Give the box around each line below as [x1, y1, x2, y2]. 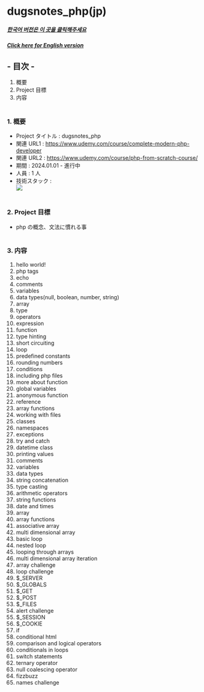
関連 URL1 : [15, 140, 45, 147]
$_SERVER [15, 574, 43, 581]
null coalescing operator [15, 666, 77, 673]
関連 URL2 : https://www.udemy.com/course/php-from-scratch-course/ [15, 154, 198, 162]
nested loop [15, 541, 47, 549]
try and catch [15, 437, 50, 444]
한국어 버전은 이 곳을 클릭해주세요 [7, 26, 87, 33]
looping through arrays [15, 548, 74, 556]
